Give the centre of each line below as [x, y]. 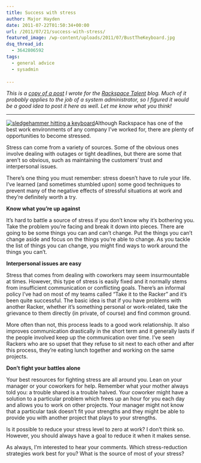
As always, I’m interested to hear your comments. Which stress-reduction [97, 447]
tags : [13, 57]
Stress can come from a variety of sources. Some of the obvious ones [92, 148]
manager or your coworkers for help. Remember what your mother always [98, 386]
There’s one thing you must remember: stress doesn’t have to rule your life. [99, 178]
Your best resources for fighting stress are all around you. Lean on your [94, 380]
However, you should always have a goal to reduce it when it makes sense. [98, 436]
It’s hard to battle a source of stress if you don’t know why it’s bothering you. [100, 220]
